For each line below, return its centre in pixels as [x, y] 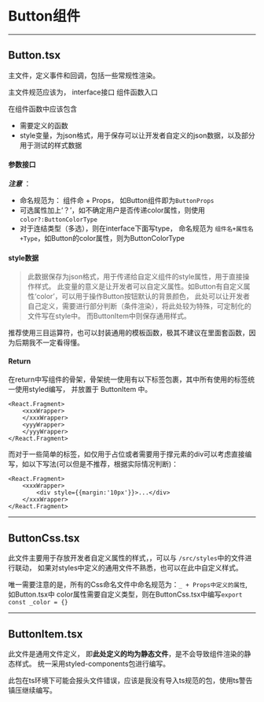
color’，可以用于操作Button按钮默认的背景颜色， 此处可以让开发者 [143, 297]
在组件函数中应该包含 [42, 109]
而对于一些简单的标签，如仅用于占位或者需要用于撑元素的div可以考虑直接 [126, 454]
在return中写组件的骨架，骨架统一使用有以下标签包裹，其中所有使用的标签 [128, 379]
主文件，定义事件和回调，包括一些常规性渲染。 [84, 75]
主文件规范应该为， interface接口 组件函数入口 [83, 92]
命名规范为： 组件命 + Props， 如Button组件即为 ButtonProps [117, 200]
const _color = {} [38, 603]
